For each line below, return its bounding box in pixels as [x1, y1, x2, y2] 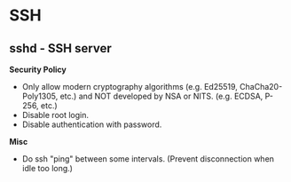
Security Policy [9, 64, 67, 75]
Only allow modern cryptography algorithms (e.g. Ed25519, [21, 82, 238, 91]
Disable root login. [21, 110, 90, 120]
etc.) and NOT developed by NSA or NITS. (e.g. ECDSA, [59, 91, 263, 101]
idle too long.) [21, 163, 74, 173]
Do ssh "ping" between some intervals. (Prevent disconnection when [21, 154, 275, 164]
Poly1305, [21, 91, 59, 101]
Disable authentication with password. [21, 119, 162, 130]
